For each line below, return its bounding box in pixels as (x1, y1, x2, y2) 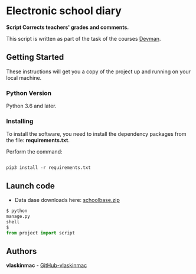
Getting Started (6, 52, 64, 63)
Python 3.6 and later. (6, 102, 57, 110)
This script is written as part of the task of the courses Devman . (6, 35, 161, 42)
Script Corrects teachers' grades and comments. (6, 24, 129, 31)
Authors (6, 246, 37, 256)
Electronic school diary (6, 4, 122, 18)
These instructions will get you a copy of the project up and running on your (6, 68, 191, 75)
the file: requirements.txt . (6, 137, 70, 144)
